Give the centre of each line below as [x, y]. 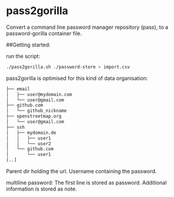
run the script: [23, 56]
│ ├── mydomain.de [31, 133]
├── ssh [16, 127]
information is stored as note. [42, 189]
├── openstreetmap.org [34, 116]
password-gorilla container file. [44, 33]
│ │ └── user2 [29, 143]
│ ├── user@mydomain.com [39, 94]
